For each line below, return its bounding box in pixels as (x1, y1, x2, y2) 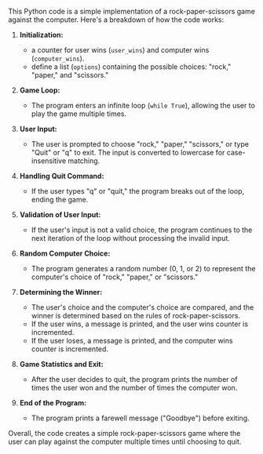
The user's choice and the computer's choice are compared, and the (31, 303, 254, 312)
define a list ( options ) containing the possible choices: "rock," (31, 62, 232, 71)
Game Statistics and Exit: (19, 360, 104, 369)
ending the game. (31, 195, 89, 204)
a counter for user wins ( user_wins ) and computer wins (31, 45, 210, 54)
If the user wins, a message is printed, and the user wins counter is (31, 319, 249, 329)
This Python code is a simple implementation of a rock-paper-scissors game (8, 7, 255, 16)
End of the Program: (19, 398, 87, 407)
